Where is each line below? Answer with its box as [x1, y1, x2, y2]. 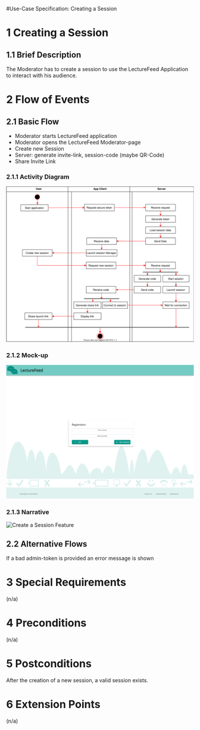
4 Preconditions [6, 616, 87, 630]
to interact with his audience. [6, 72, 77, 79]
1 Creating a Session [6, 26, 109, 39]
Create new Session [14, 145, 64, 152]
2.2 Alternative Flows [6, 539, 87, 549]
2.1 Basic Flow [6, 116, 60, 127]
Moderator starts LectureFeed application [14, 133, 117, 139]
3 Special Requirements [6, 576, 127, 589]
